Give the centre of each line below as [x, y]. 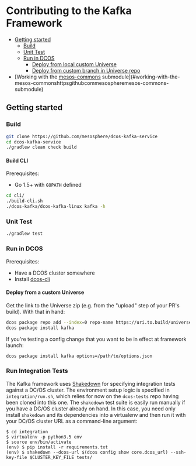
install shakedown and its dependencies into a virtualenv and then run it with [96, 414]
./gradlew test [24, 234]
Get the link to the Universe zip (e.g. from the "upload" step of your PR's [93, 305]
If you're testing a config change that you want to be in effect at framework [96, 339]
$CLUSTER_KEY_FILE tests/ [61, 457]
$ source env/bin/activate [39, 442]
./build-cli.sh [24, 201]
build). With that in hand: [36, 311]
